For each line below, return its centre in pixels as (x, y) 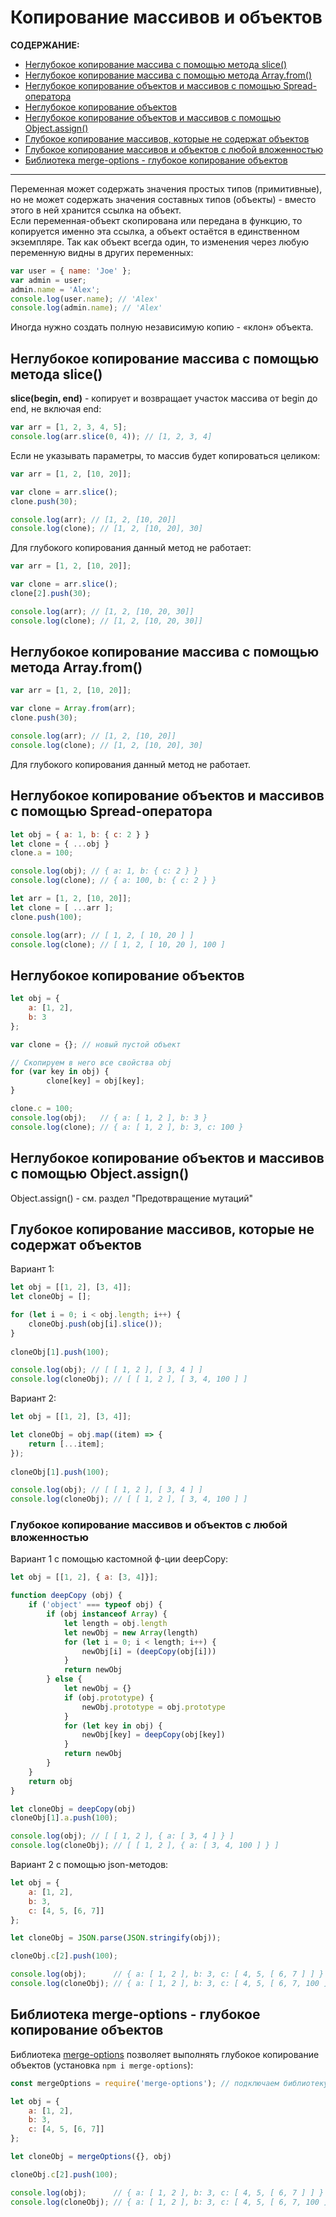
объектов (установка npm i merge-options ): (102, 2065)
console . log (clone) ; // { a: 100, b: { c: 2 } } (113, 881)
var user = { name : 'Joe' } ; (71, 271)
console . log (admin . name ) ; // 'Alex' (86, 308)
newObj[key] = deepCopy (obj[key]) (153, 1735)
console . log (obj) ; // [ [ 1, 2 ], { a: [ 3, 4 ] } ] (122, 1836)
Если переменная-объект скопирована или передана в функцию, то (156, 220)
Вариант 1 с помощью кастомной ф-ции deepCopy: (119, 1559)
